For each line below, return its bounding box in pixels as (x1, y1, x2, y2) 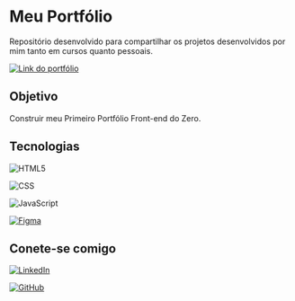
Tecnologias (9, 139, 80, 155)
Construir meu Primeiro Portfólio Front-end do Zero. (9, 112, 201, 123)
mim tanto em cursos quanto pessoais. (9, 45, 153, 56)
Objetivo (9, 89, 58, 104)
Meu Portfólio (9, 6, 113, 27)
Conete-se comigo (9, 241, 117, 256)
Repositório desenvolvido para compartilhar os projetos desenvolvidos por (9, 36, 286, 47)
